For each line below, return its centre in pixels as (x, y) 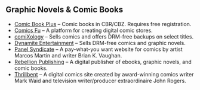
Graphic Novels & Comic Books (64, 10)
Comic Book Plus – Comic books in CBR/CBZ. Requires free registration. (103, 24)
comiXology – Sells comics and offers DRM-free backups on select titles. (104, 36)
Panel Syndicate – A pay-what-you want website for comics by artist (98, 49)
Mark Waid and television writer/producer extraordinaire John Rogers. (100, 81)
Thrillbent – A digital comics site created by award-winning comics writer (104, 74)
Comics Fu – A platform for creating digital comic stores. (83, 30)
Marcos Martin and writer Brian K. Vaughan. (68, 55)
